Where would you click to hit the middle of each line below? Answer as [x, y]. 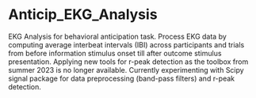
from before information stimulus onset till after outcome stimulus [115, 53]
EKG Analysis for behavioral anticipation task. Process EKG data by [118, 36]
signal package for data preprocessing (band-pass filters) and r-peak [122, 78]
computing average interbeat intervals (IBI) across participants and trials [126, 44]
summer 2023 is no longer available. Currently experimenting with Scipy [126, 70]
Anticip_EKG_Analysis [83, 15]
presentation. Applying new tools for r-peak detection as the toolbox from [128, 62]
